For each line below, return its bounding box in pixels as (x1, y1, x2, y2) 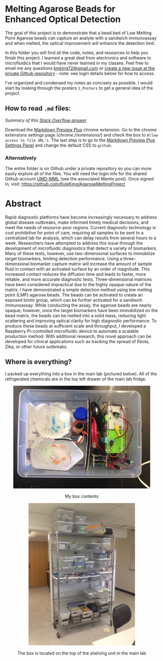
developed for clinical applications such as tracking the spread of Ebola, (5, 338, 150, 344)
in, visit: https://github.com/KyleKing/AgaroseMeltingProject (5, 181, 126, 187)
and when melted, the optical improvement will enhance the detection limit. (5, 40, 156, 46)
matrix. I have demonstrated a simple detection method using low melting (5, 287, 152, 292)
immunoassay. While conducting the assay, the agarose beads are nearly (5, 302, 152, 308)
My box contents (65, 493, 99, 499)
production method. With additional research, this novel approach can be (5, 333, 152, 339)
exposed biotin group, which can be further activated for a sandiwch (5, 297, 143, 303)
